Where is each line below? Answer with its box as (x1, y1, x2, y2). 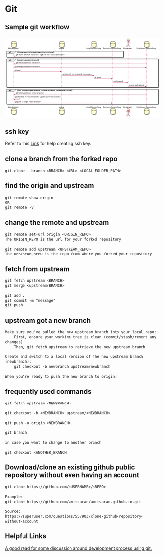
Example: (5, 494, 23, 499)
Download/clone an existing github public (5, 463, 135, 472)
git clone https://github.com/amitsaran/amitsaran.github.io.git (5, 499, 141, 504)
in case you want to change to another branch (5, 440, 102, 445)
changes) (5, 340, 23, 345)
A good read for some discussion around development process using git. (5, 545, 152, 551)
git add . (5, 293, 25, 298)
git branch (5, 430, 27, 435)
